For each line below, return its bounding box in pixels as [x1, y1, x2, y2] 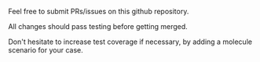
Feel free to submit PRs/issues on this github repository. [8, 7, 189, 16]
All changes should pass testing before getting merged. [8, 22, 189, 31]
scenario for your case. [8, 46, 84, 54]
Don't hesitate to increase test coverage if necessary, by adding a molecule [8, 37, 253, 46]
